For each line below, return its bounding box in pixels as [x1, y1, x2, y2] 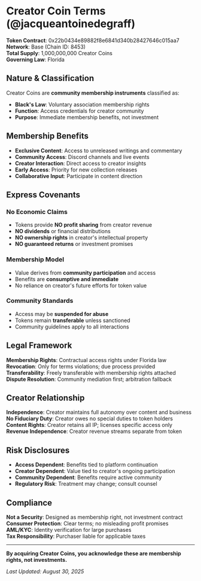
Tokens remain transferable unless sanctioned [14, 317, 130, 324]
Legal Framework [6, 341, 72, 351]
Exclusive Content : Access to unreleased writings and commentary [14, 147, 182, 154]
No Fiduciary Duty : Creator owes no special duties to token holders [6, 415, 173, 422]
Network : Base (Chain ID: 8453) [6, 43, 86, 50]
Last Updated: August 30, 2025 [6, 568, 84, 575]
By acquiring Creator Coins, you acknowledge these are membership [6, 550, 181, 557]
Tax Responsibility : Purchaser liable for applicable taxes [6, 532, 146, 540]
